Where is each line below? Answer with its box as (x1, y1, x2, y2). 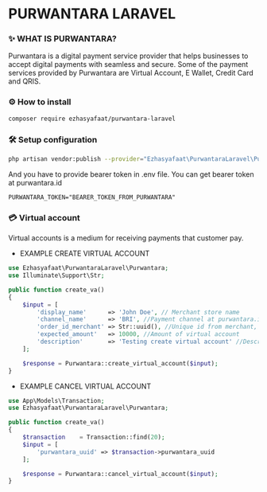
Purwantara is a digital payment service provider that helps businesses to (8, 51, 249, 61)
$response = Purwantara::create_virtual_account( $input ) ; (22, 359, 219, 367)
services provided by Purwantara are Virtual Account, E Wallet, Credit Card (8, 68, 254, 78)
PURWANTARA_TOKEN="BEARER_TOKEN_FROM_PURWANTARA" (8, 193, 176, 201)
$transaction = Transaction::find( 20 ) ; (22, 433, 165, 441)
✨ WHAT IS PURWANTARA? (8, 33, 117, 45)
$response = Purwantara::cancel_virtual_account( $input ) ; (22, 470, 219, 478)
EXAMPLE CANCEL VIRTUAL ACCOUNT (19, 381, 152, 391)
